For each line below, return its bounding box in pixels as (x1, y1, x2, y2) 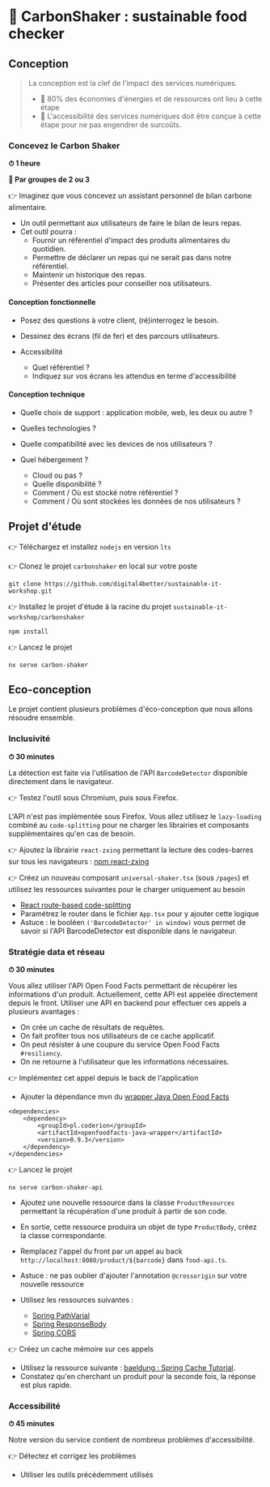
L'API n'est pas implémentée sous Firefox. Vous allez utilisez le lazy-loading (8, 811, 262, 821)
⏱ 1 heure (8, 158, 41, 169)
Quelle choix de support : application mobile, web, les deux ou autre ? (19, 407, 253, 417)
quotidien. (32, 244, 66, 254)
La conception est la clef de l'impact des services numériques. (27, 79, 238, 88)
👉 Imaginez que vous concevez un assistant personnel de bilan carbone (8, 191, 252, 201)
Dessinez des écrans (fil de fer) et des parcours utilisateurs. (19, 331, 220, 341)
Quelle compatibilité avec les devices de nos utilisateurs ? (19, 439, 213, 448)
